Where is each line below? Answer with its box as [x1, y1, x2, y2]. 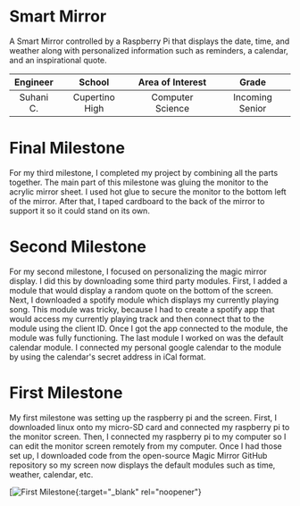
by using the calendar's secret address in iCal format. [9, 351, 206, 362]
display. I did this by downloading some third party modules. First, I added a [9, 275, 288, 286]
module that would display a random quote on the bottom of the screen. [9, 285, 274, 295]
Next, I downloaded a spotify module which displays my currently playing [9, 294, 279, 305]
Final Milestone [9, 138, 125, 158]
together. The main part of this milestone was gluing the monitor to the [9, 177, 269, 187]
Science [154, 102, 190, 114]
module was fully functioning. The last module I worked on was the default [9, 332, 284, 343]
